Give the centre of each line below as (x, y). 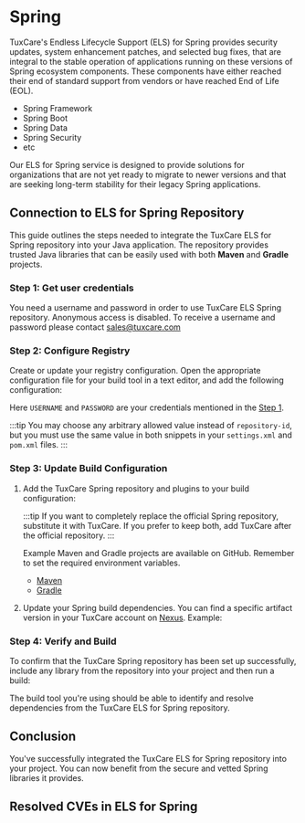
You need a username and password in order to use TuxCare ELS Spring (146, 308)
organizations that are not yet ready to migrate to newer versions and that (148, 174)
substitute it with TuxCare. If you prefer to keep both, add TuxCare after (157, 525)
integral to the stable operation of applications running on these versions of (151, 61)
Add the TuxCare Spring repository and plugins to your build (136, 488)
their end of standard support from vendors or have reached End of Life (145, 80)
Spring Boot (45, 118)
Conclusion (43, 737)
